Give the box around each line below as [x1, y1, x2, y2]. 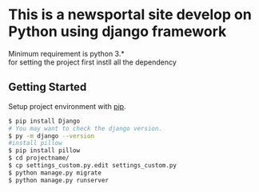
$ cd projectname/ [8, 154, 70, 163]
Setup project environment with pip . [8, 101, 126, 111]
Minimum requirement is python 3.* [8, 49, 126, 58]
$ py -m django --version [8, 131, 94, 140]
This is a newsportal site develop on [8, 6, 252, 24]
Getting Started [8, 80, 87, 94]
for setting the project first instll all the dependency [8, 57, 177, 67]
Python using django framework [8, 22, 227, 41]
